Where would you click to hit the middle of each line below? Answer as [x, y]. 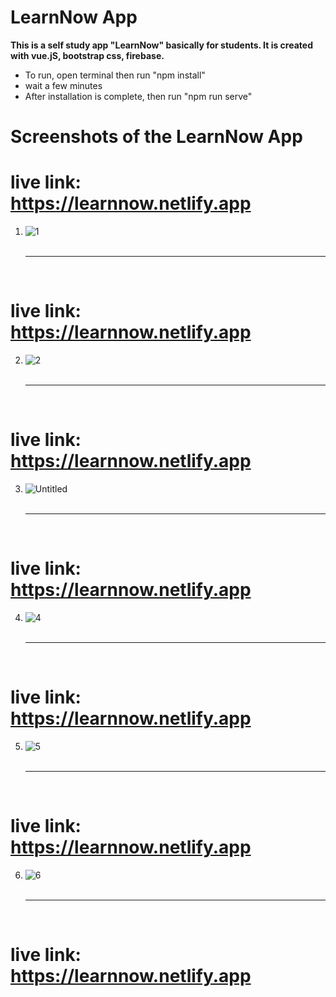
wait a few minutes [63, 85]
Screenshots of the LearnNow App [156, 137]
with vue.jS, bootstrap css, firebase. [87, 55]
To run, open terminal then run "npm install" [115, 75]
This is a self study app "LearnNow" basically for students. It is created [161, 45]
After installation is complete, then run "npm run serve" [138, 96]
